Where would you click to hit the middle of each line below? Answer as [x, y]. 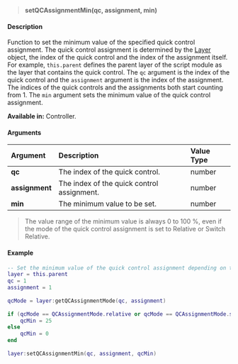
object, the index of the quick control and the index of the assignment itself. [118, 57]
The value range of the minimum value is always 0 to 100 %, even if [123, 221]
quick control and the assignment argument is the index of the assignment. [115, 80]
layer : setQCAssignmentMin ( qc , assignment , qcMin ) [82, 353]
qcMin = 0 [35, 334]
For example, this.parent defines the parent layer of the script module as [115, 65]
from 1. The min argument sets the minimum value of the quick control [109, 95]
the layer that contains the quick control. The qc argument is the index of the [119, 72]
